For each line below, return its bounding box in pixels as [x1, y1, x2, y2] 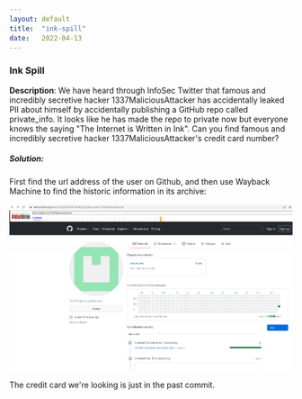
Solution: [9, 153, 45, 164]
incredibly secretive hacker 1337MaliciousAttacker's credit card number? [9, 132, 280, 143]
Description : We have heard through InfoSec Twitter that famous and [9, 85, 266, 95]
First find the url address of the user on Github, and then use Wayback [9, 176, 271, 186]
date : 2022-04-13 [9, 33, 83, 42]
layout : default [9, 14, 70, 23]
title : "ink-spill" [9, 23, 87, 33]
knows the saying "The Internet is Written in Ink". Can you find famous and [9, 122, 286, 134]
